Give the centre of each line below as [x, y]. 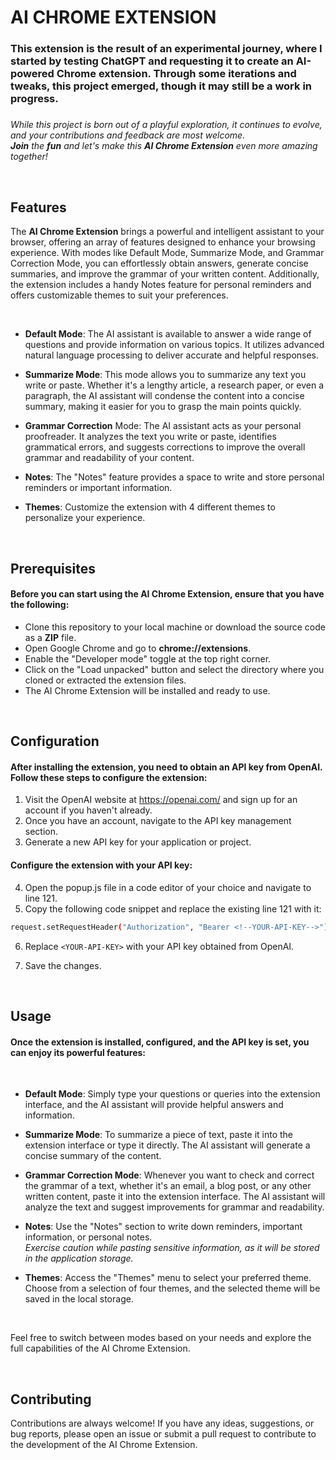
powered [32, 74]
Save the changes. [63, 965]
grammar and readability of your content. [109, 458]
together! [29, 157]
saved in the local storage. [79, 1299]
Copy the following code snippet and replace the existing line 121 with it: [173, 908]
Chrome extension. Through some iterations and [176, 74]
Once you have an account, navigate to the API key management [158, 821]
